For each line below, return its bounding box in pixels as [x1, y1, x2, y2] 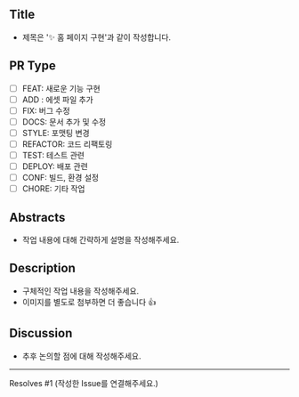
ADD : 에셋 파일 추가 [21, 93, 93, 105]
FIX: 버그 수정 [21, 105, 70, 116]
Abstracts [9, 209, 66, 225]
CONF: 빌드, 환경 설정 [21, 173, 100, 183]
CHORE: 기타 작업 [21, 183, 85, 194]
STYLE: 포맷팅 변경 [21, 127, 91, 138]
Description [9, 261, 76, 276]
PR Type [9, 58, 56, 74]
